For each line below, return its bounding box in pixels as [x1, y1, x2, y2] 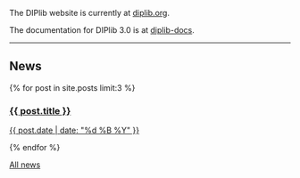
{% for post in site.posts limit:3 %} [9, 82, 136, 93]
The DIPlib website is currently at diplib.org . [9, 8, 170, 18]
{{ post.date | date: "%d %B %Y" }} [9, 125, 140, 136]
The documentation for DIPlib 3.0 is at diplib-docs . [9, 25, 195, 35]
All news [9, 159, 41, 170]
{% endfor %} [9, 142, 61, 153]
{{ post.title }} [9, 104, 71, 117]
